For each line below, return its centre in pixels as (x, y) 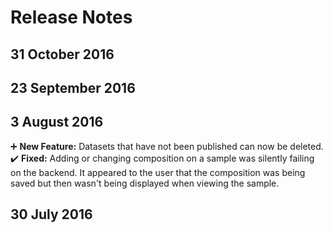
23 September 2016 (73, 87)
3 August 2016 (57, 122)
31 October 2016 (62, 54)
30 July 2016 (51, 214)
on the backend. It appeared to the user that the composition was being (158, 172)
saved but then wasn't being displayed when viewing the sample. (145, 183)
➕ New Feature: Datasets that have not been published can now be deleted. (167, 146)
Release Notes (71, 17)
